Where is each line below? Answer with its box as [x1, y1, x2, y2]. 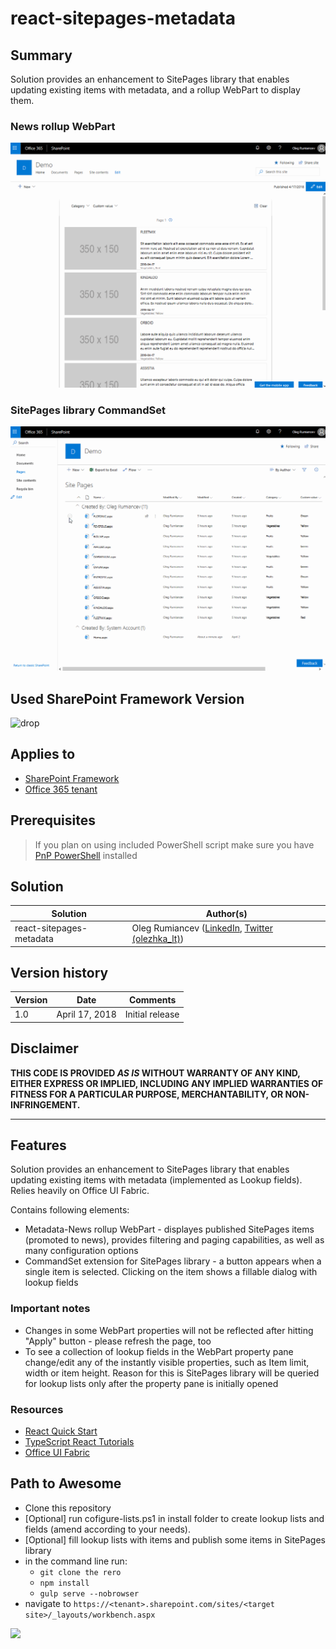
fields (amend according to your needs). [24, 1523, 191, 1535]
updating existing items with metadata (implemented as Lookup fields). [10, 1174, 303, 1186]
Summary [10, 47, 73, 64]
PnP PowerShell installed [34, 849, 138, 861]
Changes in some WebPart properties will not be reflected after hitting [24, 1324, 314, 1336]
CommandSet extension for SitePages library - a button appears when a [24, 1255, 322, 1267]
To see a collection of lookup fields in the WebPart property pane [24, 1345, 294, 1357]
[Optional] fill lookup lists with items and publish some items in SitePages [24, 1533, 326, 1546]
